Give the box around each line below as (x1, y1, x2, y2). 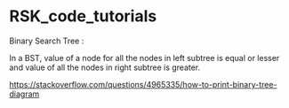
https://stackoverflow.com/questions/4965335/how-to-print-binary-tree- (9, 79, 277, 89)
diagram (9, 89, 40, 99)
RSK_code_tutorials (9, 6, 157, 27)
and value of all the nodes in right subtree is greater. (9, 62, 201, 73)
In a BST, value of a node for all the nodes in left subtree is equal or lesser (9, 52, 280, 63)
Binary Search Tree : (9, 35, 84, 46)
